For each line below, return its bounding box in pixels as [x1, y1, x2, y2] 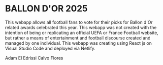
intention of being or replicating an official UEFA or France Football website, [5, 30, 159, 35]
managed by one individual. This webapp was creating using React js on [5, 40, 152, 46]
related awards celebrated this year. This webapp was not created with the [5, 24, 157, 30]
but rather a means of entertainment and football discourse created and [5, 35, 151, 41]
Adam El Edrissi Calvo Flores [5, 55, 64, 61]
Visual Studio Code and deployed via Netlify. [5, 45, 96, 51]
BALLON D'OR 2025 [5, 3, 88, 14]
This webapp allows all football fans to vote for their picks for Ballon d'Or [5, 19, 153, 25]
